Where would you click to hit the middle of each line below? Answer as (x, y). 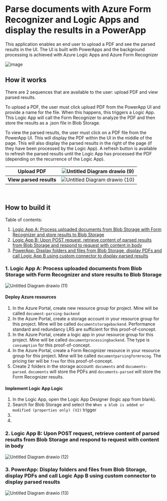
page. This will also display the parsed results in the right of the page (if (79, 143)
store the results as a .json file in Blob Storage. (53, 123)
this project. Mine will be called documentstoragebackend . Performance (84, 324)
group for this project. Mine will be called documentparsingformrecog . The (87, 356)
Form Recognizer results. (38, 377)
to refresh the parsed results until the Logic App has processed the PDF (79, 153)
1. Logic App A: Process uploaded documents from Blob (74, 268)
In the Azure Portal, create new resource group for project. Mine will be (85, 308)
